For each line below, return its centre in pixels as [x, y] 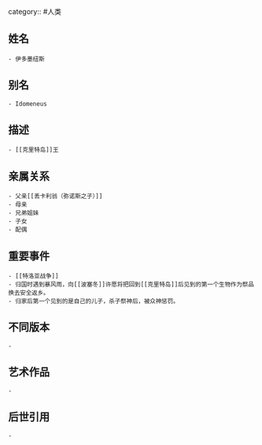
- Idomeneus [28, 104]
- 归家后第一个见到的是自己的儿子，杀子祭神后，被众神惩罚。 [94, 301]
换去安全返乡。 [29, 293]
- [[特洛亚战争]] [33, 276]
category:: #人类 [35, 11]
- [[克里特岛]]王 [33, 150]
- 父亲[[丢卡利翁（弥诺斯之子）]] [55, 196]
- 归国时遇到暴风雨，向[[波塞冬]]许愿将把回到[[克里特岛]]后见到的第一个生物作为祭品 [131, 285]
